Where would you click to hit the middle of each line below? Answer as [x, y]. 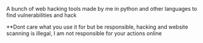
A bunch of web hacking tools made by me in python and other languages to [102, 9]
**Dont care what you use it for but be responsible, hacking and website [97, 27]
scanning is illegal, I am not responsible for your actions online [84, 33]
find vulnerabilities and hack [42, 15]
